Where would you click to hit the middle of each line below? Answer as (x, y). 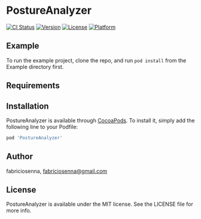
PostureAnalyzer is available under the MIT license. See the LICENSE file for (100, 204)
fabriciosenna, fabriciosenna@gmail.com (57, 171)
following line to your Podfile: (42, 127)
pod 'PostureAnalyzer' (34, 138)
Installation (28, 106)
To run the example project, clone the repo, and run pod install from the (96, 60)
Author (19, 157)
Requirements (33, 85)
